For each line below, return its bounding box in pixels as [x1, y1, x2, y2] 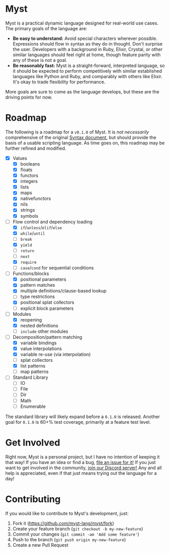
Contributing [5, 493, 61, 505]
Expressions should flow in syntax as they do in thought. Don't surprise [12, 40, 163, 47]
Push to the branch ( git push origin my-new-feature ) [12, 536, 126, 542]
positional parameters [20, 276, 66, 283]
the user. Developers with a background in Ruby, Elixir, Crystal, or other [12, 46, 163, 52]
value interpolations [20, 345, 62, 352]
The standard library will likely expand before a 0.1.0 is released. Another [5, 413, 160, 420]
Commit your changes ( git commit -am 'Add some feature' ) [12, 531, 139, 537]
